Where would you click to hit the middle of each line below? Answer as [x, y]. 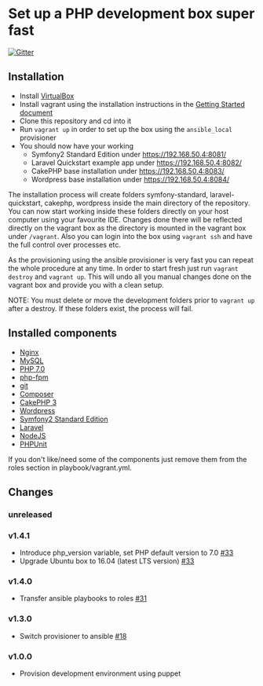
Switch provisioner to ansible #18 [73, 636]
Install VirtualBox [47, 96]
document [36, 112]
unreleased [30, 514]
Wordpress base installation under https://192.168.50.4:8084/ [130, 179]
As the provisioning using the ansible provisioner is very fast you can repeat [131, 259]
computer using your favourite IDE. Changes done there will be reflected [125, 219]
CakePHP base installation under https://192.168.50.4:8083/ [128, 171]
